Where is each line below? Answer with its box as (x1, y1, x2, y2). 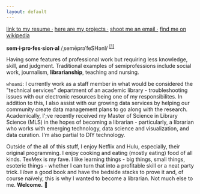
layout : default (6, 8, 47, 15)
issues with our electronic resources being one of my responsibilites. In (6, 93, 183, 100)
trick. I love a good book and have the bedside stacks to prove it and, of (6, 169, 184, 176)
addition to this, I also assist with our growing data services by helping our (6, 100, 190, 107)
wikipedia (6, 31, 30, 39)
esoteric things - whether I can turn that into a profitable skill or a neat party (6, 162, 194, 169)
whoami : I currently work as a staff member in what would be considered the (6, 80, 193, 88)
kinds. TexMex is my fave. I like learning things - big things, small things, (6, 156, 185, 163)
